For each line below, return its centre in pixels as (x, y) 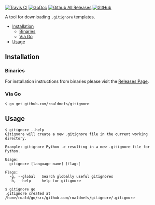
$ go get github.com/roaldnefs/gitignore (47, 104)
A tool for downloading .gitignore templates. (50, 17)
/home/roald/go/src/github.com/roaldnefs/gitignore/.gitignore (70, 198)
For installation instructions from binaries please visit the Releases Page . (77, 81)
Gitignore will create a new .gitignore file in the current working (77, 134)
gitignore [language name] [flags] (45, 164)
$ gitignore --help (25, 130)
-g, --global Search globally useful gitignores (61, 176)
